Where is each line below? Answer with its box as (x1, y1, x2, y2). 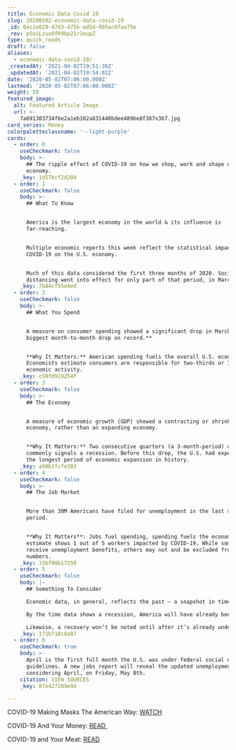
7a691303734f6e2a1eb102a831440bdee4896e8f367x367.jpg (20, 115, 181, 122)
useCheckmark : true (20, 643, 77, 651)
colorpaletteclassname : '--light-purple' (7, 128, 131, 135)
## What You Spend (25, 309, 80, 316)
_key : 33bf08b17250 (20, 559, 77, 566)
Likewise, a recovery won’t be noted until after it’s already (25, 623, 216, 630)
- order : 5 (13, 566, 46, 573)
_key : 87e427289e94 (20, 682, 77, 689)
